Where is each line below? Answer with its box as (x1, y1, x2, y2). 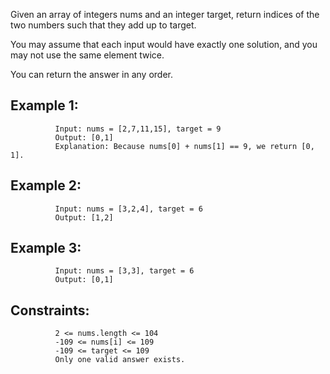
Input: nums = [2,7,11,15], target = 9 (54, 124, 222, 134)
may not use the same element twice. (10, 49, 165, 61)
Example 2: (10, 177, 82, 194)
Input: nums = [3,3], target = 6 (54, 266, 195, 276)
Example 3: (10, 240, 82, 257)
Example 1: (10, 97, 79, 114)
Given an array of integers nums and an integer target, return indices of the (10, 9, 320, 20)
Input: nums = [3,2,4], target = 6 (54, 204, 203, 214)
